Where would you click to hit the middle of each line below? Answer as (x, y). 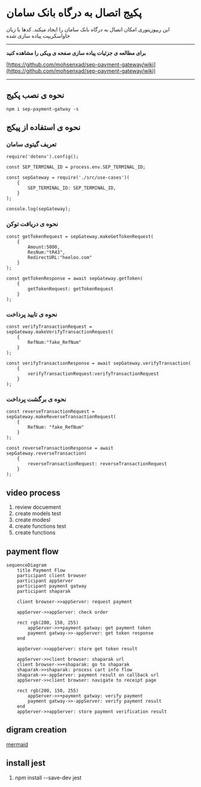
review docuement (38, 507)
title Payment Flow (41, 570)
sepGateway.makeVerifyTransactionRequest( (60, 332)
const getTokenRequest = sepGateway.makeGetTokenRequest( (80, 236)
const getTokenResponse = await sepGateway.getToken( (75, 278)
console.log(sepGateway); (38, 209)
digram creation (36, 730)
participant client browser (52, 575)
